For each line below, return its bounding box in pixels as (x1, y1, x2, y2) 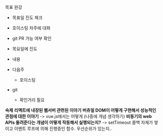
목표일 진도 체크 (12, 15, 43, 21)
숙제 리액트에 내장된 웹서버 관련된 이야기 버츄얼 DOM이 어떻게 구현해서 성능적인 (5, 107, 157, 113)
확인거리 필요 (19, 97, 45, 103)
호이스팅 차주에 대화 (12, 25, 50, 31)
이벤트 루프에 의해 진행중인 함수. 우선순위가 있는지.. (14, 126, 112, 131)
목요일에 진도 (12, 46, 38, 51)
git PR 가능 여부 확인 (12, 36, 52, 41)
